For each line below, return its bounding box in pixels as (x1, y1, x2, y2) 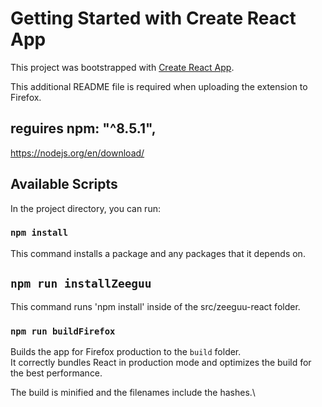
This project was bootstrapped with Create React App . (10, 61, 235, 73)
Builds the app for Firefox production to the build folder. (10, 345, 242, 357)
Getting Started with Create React (10, 7, 297, 30)
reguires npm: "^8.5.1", (10, 120, 157, 137)
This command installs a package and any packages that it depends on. (10, 247, 306, 259)
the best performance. (10, 367, 103, 379)
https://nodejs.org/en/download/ (10, 147, 145, 159)
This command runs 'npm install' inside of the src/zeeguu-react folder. (10, 300, 301, 312)
